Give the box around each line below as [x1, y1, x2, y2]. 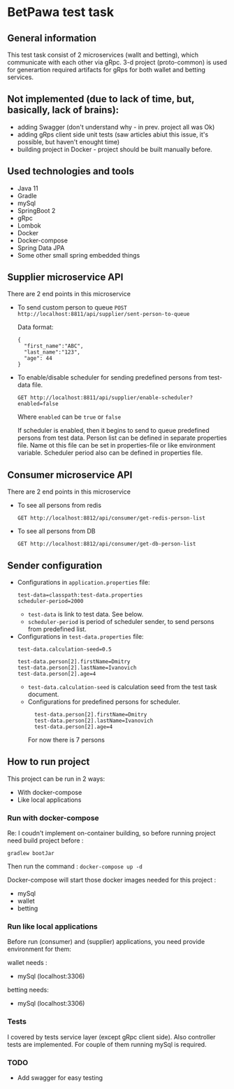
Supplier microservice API [7, 271, 124, 284]
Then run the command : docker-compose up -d [7, 862, 143, 870]
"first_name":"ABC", [24, 342, 84, 350]
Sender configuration [7, 560, 103, 571]
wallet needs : [7, 959, 47, 967]
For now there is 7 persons [27, 736, 105, 744]
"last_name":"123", [24, 349, 80, 356]
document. [27, 691, 59, 699]
